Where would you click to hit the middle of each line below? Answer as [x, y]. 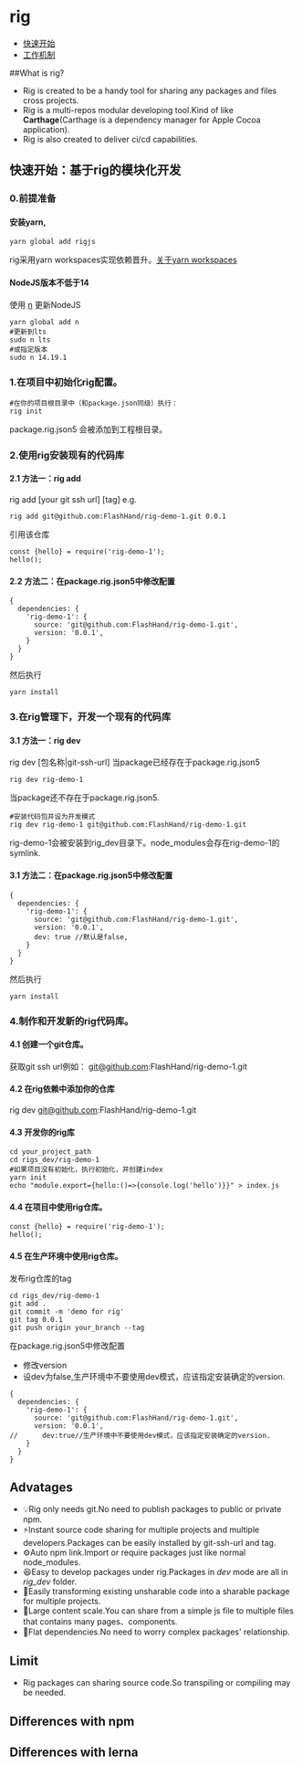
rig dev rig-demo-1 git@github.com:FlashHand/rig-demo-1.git [128, 825]
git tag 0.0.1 [37, 1319]
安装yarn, [28, 222]
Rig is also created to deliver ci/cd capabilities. [110, 139]
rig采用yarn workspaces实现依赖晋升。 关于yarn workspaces [123, 260]
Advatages [41, 1487]
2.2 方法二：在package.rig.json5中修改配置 [92, 581]
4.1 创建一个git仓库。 [49, 1044]
